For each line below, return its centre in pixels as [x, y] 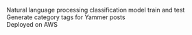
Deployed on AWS [32, 24]
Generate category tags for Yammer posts [66, 17]
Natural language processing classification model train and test [96, 10]
